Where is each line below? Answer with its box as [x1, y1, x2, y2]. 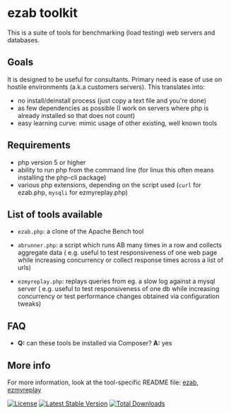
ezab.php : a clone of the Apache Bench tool [17, 227, 144, 236]
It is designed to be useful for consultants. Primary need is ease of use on [7, 75, 223, 83]
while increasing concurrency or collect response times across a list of [17, 256, 224, 264]
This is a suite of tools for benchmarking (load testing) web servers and [7, 28, 215, 37]
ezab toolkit [7, 5, 78, 21]
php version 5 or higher [17, 158, 86, 167]
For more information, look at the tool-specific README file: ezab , [7, 378, 199, 386]
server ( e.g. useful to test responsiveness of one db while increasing [17, 285, 220, 293]
